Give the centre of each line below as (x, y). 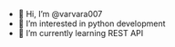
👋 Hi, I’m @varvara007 (60, 14)
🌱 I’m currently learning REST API (81, 33)
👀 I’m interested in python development (92, 23)
